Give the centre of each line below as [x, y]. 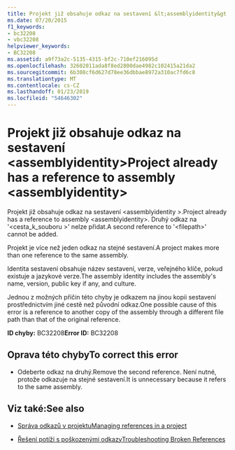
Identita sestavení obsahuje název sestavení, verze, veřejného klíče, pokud [115, 268]
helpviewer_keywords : [39, 46]
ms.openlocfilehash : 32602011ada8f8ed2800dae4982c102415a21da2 [101, 66]
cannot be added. [33, 234]
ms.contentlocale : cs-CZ [43, 85]
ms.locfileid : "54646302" [45, 99]
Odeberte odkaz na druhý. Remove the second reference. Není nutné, [117, 372]
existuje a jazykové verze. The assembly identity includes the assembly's [112, 276]
